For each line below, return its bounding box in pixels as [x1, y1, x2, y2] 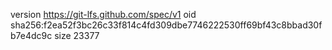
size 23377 [54, 30, 100, 41]
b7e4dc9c [10, 30, 53, 41]
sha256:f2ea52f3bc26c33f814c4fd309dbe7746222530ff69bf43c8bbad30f [10, 19, 323, 31]
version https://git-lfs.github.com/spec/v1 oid [10, 9, 197, 20]
